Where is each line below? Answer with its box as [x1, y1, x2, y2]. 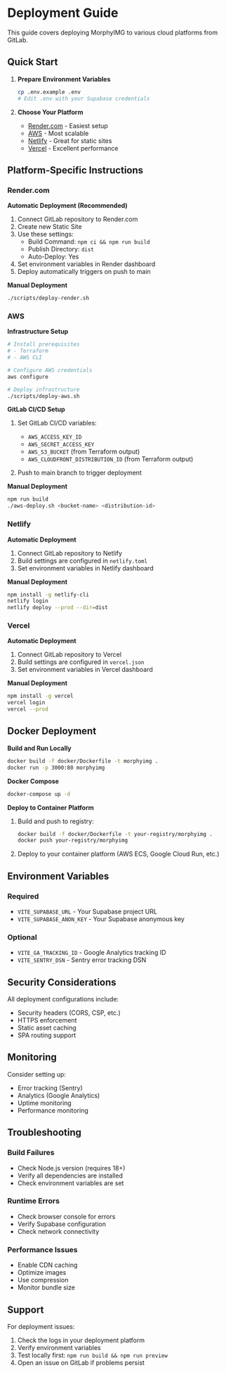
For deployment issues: [7, 1322, 75, 1330]
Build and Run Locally [7, 744, 72, 752]
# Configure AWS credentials [7, 366, 93, 374]
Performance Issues [7, 1244, 79, 1254]
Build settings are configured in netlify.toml [17, 556, 148, 565]
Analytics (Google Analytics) [17, 1091, 100, 1099]
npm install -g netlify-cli [7, 591, 90, 598]
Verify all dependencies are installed [17, 1171, 123, 1180]
